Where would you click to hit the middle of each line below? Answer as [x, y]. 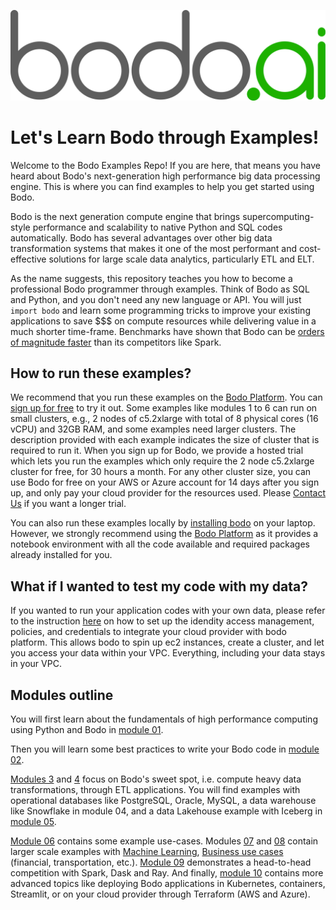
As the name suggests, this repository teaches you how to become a [151, 278]
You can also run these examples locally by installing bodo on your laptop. [163, 523]
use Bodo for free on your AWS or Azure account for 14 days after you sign [165, 482]
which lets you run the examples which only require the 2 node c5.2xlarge [162, 461]
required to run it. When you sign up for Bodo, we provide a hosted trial [157, 451]
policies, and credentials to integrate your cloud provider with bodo [148, 632]
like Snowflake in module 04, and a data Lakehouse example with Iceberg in [166, 811]
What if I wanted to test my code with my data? [159, 586]
